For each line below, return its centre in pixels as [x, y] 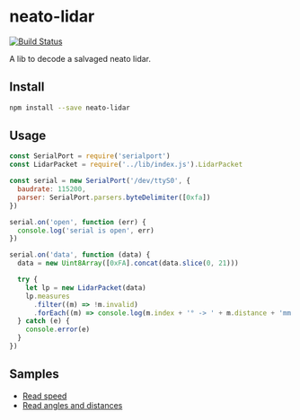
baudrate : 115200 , [52, 189]
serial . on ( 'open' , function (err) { [78, 222]
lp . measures [48, 296]
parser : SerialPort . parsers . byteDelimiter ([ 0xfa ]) [114, 197]
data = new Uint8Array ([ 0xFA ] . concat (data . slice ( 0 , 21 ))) [128, 263]
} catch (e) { [44, 321]
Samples [35, 374]
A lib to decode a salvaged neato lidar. [80, 58]
